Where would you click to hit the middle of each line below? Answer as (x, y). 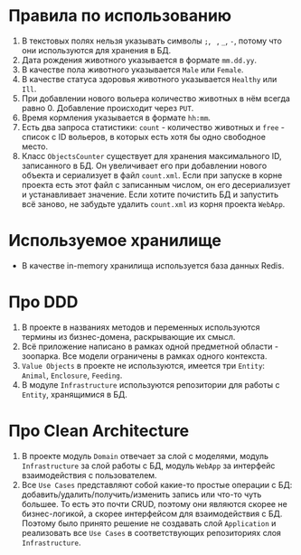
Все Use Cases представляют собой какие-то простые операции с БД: (157, 484)
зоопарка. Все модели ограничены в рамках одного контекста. (144, 356)
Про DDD (43, 302)
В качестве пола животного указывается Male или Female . (132, 70)
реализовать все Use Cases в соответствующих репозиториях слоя (151, 532)
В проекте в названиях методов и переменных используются (141, 327)
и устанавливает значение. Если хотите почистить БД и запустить (150, 194)
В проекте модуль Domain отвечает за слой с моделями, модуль (145, 456)
